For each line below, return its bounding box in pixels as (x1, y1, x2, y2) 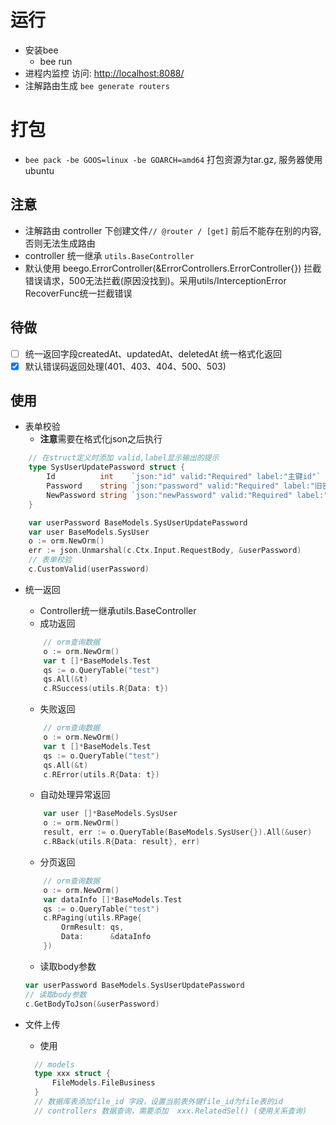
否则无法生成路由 (24, 237, 96, 249)
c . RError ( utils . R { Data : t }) (43, 769, 160, 780)
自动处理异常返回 (39, 789, 111, 801)
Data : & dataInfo (61, 932, 152, 942)
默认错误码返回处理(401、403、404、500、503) (24, 360, 227, 372)
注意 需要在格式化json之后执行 (39, 433, 163, 445)
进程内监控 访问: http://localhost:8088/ (24, 67, 185, 79)
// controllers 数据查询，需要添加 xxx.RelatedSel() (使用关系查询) (34, 1106, 308, 1116)
